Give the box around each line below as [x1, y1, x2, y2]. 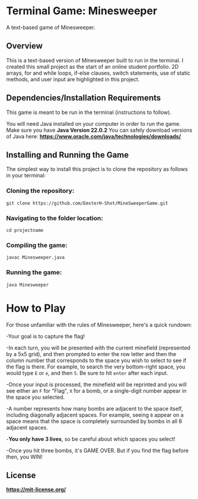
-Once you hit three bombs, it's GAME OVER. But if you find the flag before [6, 447, 189, 454]
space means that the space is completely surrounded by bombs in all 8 [6, 417, 183, 425]
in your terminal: [6, 172, 46, 179]
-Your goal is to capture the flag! [6, 332, 85, 339]
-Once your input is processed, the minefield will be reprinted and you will [6, 381, 187, 388]
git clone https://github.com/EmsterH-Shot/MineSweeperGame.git [6, 200, 168, 206]
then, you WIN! [6, 453, 43, 460]
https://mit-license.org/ [6, 486, 66, 493]
